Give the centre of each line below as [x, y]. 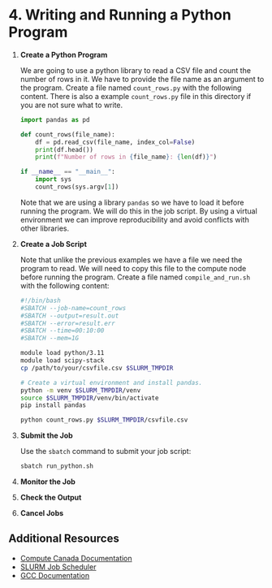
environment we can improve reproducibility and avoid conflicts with [134, 219]
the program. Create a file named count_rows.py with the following [131, 88]
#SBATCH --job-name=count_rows [73, 308]
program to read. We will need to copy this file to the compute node [133, 268]
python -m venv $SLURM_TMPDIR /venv [80, 390]
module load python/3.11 [62, 353]
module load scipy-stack [62, 361]
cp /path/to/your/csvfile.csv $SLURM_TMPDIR [97, 368]
